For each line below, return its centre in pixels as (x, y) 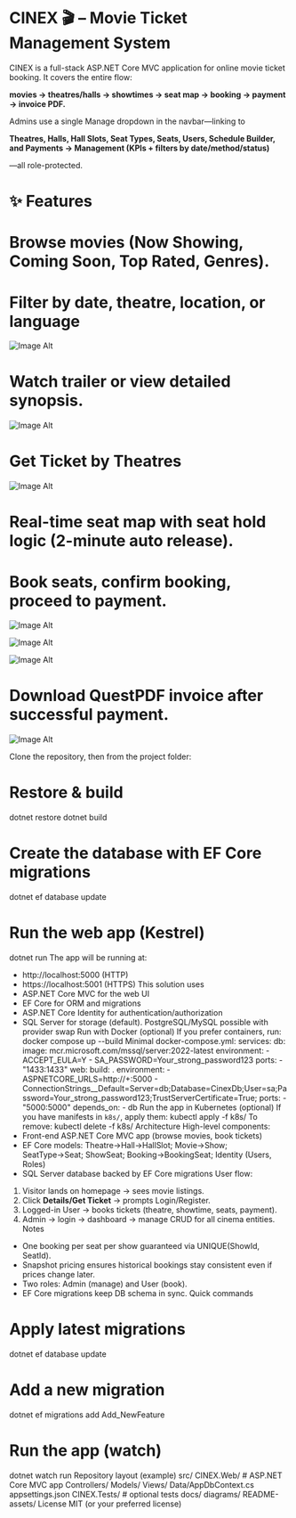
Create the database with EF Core (136, 853)
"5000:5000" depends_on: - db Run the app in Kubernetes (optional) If (152, 1107)
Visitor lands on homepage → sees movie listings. (113, 1191)
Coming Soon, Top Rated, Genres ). (140, 261)
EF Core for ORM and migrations (81, 1003)
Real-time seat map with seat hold (138, 522)
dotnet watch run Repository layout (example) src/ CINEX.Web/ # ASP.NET (146, 1475)
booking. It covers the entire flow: (71, 77)
